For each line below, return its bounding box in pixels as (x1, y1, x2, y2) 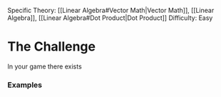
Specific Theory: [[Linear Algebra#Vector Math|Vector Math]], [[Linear (7, 6, 215, 14)
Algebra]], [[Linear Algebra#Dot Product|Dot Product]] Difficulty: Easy (7, 14, 213, 22)
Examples (7, 80, 43, 90)
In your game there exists (7, 62, 82, 71)
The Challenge (7, 39, 96, 55)
